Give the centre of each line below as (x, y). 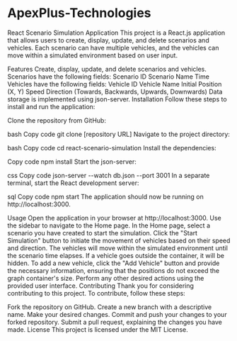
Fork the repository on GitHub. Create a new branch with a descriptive (110, 307)
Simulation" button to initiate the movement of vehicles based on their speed (119, 240)
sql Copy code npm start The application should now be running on (105, 196)
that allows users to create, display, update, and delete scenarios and (109, 40)
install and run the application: (51, 106)
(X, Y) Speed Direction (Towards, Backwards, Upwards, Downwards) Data (115, 91)
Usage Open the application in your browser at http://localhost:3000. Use (114, 218)
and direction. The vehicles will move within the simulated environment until (118, 248)
